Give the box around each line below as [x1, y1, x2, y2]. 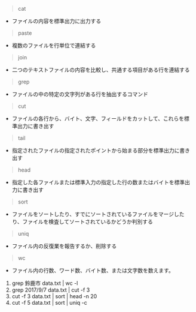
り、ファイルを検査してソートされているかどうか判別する [11, 218, 154, 225]
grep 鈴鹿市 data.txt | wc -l [11, 280, 78, 287]
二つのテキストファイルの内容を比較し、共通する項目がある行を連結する [11, 66, 190, 73]
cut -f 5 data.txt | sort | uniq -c [11, 299, 88, 306]
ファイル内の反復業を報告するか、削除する [11, 242, 117, 250]
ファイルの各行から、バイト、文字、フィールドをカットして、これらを [11, 115, 185, 122]
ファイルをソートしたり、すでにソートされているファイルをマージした [11, 211, 185, 218]
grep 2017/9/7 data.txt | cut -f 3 [11, 286, 90, 293]
